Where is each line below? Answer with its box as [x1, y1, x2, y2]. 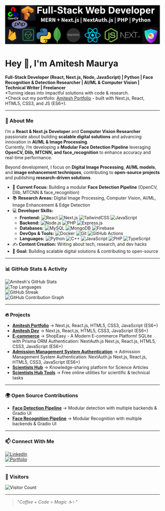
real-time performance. [5, 155, 53, 161]
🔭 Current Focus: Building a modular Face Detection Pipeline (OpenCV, [12, 184, 158, 190]
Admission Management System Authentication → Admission [12, 349, 140, 355]
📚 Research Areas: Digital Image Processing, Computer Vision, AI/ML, [12, 195, 156, 201]
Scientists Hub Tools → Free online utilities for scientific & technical [12, 370, 150, 375]
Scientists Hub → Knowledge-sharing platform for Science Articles [12, 365, 149, 371]
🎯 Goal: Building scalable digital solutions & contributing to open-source [12, 248, 159, 254]
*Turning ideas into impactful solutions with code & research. [5, 90, 129, 96]
